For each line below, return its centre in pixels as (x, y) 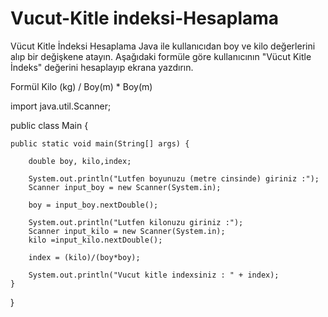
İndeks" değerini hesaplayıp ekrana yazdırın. (102, 67)
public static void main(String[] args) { (100, 143)
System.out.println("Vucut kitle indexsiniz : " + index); (154, 275)
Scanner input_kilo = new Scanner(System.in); (127, 231)
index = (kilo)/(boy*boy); (84, 257)
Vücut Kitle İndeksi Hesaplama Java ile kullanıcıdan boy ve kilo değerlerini (163, 46)
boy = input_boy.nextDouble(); (93, 205)
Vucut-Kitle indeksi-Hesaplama (145, 18)
